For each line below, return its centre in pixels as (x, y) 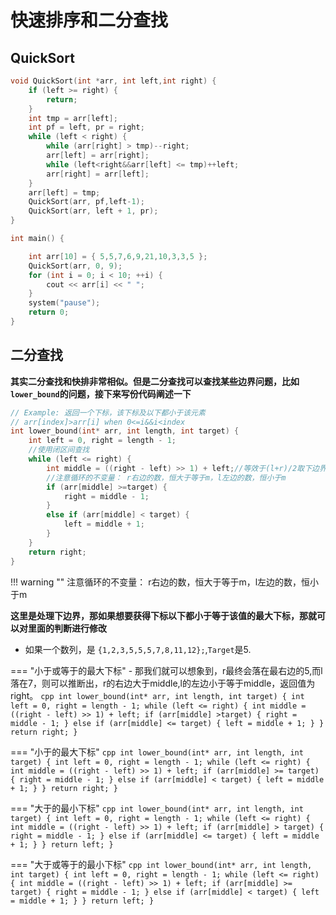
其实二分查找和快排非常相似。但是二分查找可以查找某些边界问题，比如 (155, 381)
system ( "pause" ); (64, 303)
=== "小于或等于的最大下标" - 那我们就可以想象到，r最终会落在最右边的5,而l (166, 670)
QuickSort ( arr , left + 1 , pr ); (93, 211)
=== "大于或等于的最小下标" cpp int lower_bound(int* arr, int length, (161, 864)
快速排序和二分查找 (89, 20)
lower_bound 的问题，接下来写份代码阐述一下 (101, 393)
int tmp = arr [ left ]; (73, 118)
